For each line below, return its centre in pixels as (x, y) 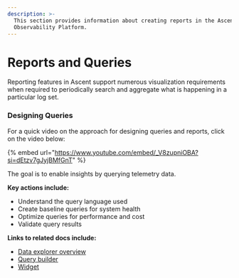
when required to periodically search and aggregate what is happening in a (117, 90)
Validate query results (49, 224)
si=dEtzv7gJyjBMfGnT (40, 160)
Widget (28, 267)
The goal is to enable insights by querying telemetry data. (92, 173)
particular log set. (33, 97)
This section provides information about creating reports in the (114, 21)
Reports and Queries (70, 62)
